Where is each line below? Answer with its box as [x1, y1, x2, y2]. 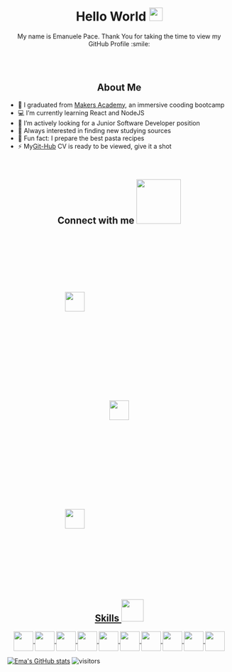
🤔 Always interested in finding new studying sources [17, 126, 172, 135]
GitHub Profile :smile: [88, 39, 150, 48]
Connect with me [57, 214, 135, 227]
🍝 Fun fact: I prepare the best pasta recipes [17, 134, 145, 142]
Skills [94, 612, 119, 624]
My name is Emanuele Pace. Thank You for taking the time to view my [17, 32, 221, 41]
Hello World [75, 9, 147, 25]
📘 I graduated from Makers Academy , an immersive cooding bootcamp [17, 100, 225, 109]
